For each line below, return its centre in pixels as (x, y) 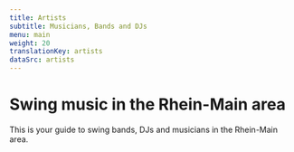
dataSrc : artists (42, 60)
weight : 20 (30, 43)
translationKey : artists (56, 52)
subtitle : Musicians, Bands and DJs (78, 26)
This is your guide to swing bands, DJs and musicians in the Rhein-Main (144, 129)
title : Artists (38, 18)
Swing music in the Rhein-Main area (148, 104)
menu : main (30, 34)
